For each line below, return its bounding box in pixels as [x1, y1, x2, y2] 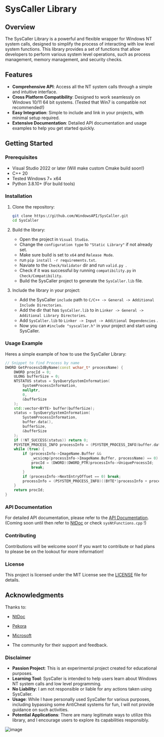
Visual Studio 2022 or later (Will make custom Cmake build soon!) [12, 165, 144, 171]
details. [5, 577, 20, 583]
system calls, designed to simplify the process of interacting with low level [5, 41, 155, 47]
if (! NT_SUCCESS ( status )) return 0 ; [14, 438, 89, 442]
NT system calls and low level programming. [12, 681, 102, 687]
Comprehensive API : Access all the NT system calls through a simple [12, 84, 153, 89]
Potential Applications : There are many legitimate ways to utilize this [12, 712, 151, 718]
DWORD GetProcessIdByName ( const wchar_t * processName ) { [5, 365, 123, 370]
